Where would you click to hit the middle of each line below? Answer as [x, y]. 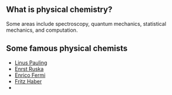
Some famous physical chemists [67, 48]
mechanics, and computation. [42, 30]
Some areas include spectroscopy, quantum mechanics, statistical [86, 23]
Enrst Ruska [29, 69]
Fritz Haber [28, 81]
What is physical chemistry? [59, 10]
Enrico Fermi [30, 75]
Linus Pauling [31, 62]
